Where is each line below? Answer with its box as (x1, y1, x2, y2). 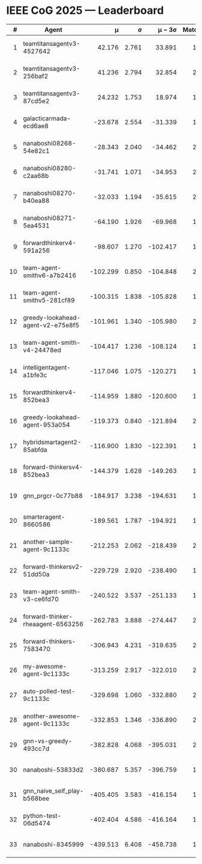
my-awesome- (23, 662, 67, 670)
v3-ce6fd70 (23, 595, 59, 603)
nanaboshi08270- (23, 188, 76, 197)
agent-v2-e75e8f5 (23, 321, 79, 329)
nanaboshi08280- (23, 164, 76, 172)
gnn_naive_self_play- (23, 786, 84, 795)
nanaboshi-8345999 (23, 840, 84, 848)
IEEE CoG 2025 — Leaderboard (6, 4, 164, 18)
